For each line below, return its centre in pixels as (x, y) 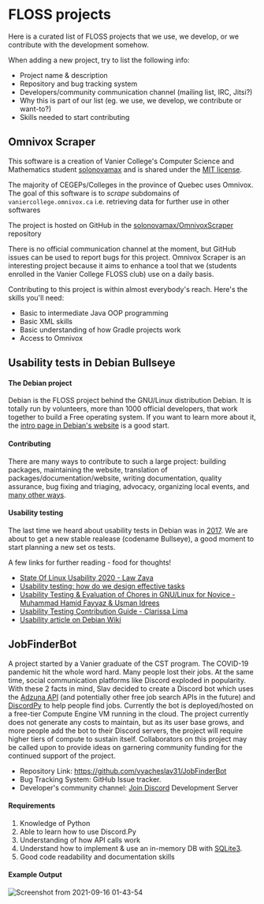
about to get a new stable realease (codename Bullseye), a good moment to (131, 539)
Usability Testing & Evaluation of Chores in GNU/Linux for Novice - (127, 594)
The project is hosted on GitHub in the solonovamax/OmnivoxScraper (121, 225)
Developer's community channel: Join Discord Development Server (129, 787)
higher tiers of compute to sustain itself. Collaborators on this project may (128, 738)
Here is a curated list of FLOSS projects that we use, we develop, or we (123, 36)
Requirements (32, 805)
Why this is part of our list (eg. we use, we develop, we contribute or (130, 100)
